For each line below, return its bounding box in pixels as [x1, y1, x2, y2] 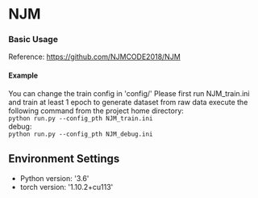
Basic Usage [8, 34, 59, 45]
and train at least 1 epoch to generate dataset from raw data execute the [8, 97, 248, 107]
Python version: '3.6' [19, 173, 89, 183]
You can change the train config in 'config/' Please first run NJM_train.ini [8, 88, 250, 98]
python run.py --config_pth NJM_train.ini [8, 114, 153, 122]
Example [8, 70, 39, 81]
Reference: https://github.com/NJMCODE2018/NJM [8, 52, 181, 61]
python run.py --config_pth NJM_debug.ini [8, 130, 153, 138]
